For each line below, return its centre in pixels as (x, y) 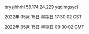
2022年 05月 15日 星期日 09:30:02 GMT (44, 27)
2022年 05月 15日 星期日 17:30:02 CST (43, 17)
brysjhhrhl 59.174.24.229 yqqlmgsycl (41, 7)
